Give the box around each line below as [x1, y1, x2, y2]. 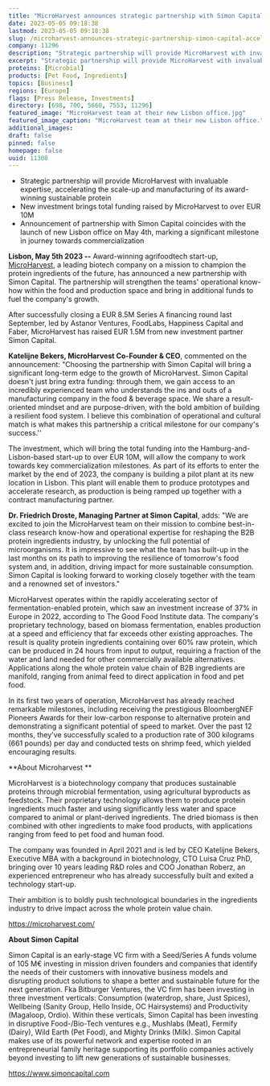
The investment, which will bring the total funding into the [8, 444, 199, 453]
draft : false [8, 131, 52, 139]
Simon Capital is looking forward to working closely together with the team [8, 571, 256, 580]
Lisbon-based [8, 452, 55, 462]
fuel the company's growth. [8, 295, 100, 304]
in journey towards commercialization [19, 236, 145, 246]
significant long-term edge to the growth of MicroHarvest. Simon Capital [8, 368, 248, 378]
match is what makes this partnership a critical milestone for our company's [8, 419, 260, 429]
